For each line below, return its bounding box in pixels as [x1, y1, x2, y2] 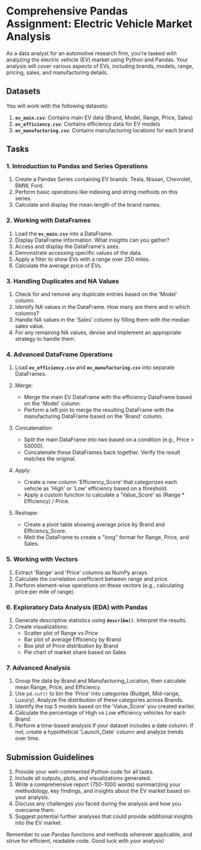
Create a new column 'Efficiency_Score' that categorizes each [23, 479, 178, 486]
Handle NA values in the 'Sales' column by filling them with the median [14, 316, 190, 323]
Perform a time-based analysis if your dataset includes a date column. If [14, 722, 194, 729]
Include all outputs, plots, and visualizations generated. [14, 774, 152, 782]
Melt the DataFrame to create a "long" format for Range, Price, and [23, 534, 190, 541]
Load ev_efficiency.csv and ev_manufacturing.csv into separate [14, 364, 175, 371]
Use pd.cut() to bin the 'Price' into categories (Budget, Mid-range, [14, 690, 180, 697]
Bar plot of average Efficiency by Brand [23, 635, 121, 643]
